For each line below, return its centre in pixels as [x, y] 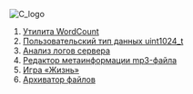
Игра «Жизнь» [51, 70]
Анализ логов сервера [66, 51]
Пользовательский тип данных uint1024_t [103, 41]
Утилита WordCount [61, 31]
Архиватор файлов [59, 80]
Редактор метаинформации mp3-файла [100, 60]
